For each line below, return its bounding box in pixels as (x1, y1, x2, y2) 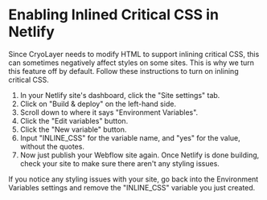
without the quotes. (19, 141, 84, 151)
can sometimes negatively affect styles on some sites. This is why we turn (8, 58, 255, 67)
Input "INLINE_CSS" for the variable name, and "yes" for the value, (19, 133, 241, 142)
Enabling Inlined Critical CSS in (8, 6, 220, 24)
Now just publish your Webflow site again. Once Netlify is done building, (19, 150, 260, 160)
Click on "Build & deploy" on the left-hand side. (19, 99, 177, 108)
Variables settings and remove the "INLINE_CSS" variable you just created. (8, 182, 256, 192)
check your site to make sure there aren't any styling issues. (19, 158, 220, 168)
